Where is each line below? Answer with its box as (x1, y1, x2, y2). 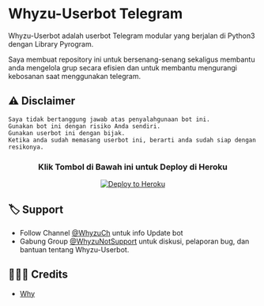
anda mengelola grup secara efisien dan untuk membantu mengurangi (8, 62, 238, 72)
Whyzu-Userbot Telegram (8, 5, 183, 23)
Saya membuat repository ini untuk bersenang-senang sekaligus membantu (8, 55, 255, 64)
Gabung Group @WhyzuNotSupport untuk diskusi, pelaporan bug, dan (19, 236, 250, 246)
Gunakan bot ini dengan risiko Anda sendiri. (8, 122, 160, 130)
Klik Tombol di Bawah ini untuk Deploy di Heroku (38, 161, 228, 172)
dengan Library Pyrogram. (8, 39, 94, 48)
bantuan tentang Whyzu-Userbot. (19, 244, 130, 254)
